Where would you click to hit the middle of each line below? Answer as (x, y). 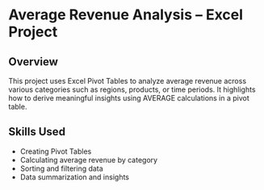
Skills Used (37, 132)
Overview (34, 62)
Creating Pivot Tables (56, 151)
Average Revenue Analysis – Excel (126, 15)
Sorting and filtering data (61, 168)
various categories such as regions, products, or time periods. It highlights (132, 89)
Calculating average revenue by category (89, 159)
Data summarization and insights (75, 177)
